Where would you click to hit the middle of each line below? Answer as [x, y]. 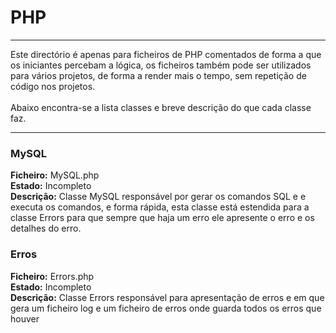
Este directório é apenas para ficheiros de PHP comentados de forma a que [166, 54]
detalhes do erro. [46, 228]
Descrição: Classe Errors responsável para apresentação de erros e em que [167, 297]
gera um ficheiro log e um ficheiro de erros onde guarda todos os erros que [166, 308]
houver [25, 318]
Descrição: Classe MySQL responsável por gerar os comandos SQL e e [158, 197]
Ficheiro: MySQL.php [55, 175]
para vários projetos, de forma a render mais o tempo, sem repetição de [158, 75]
